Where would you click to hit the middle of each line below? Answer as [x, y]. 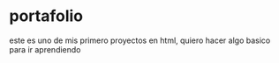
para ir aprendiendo [45, 49]
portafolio [46, 16]
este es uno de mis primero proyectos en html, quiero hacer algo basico [140, 40]
